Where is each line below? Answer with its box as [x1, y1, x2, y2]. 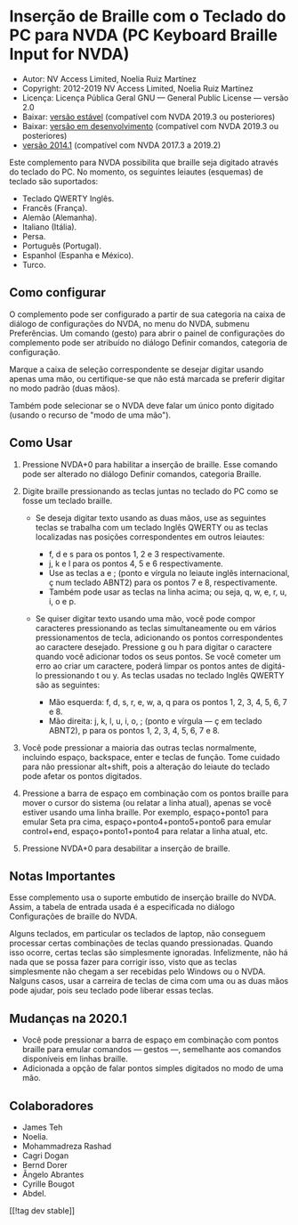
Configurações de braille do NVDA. [9, 911, 138, 922]
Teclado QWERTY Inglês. [21, 193, 115, 204]
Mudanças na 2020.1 [9, 1010, 127, 1026]
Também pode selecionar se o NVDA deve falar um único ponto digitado [9, 400, 274, 410]
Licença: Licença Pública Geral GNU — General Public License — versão [21, 92, 289, 103]
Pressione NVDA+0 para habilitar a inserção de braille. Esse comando [21, 458, 278, 469]
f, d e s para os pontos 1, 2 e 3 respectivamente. [48, 548, 225, 559]
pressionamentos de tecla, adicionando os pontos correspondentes [35, 632, 284, 643]
